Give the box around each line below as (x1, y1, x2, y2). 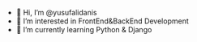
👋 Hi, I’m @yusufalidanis (15, 8, 97, 17)
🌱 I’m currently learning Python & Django (15, 25, 152, 34)
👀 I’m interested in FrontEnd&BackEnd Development (15, 16, 189, 26)
